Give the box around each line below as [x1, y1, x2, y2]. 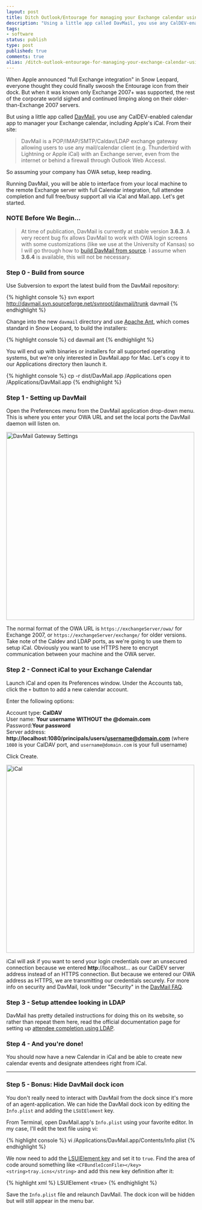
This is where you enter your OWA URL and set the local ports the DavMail [6, 413, 191, 421]
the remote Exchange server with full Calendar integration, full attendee [6, 186, 183, 193]
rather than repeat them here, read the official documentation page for [6, 1018, 181, 1025]
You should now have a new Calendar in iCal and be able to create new [6, 1054, 182, 1061]
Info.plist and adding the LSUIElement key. [6, 1107, 115, 1114]
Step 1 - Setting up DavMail [6, 394, 87, 402]
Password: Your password [6, 721, 71, 729]
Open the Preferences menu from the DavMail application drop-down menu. [6, 407, 195, 415]
